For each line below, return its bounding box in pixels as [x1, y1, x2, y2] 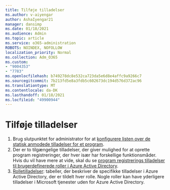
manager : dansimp [5, 21, 42, 27]
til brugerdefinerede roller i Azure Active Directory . [12, 163, 118, 169]
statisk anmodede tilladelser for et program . [12, 141, 105, 147]
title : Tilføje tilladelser [5, 7, 65, 13]
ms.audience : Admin [5, 31, 47, 36]
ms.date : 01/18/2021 [5, 26, 49, 31]
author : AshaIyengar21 [5, 17, 53, 22]
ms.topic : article [5, 36, 44, 41]
